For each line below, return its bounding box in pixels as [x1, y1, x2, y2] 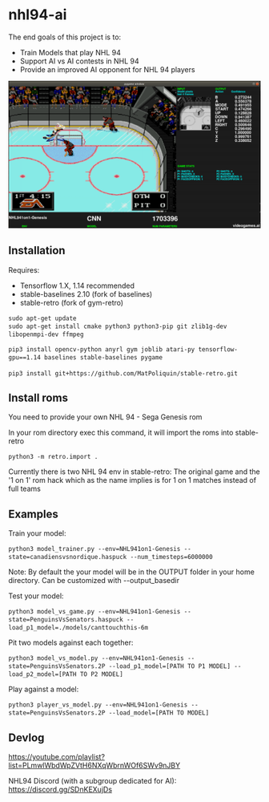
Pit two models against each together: [8, 638, 134, 647]
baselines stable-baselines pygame [43, 353, 163, 362]
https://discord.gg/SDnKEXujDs [8, 784, 113, 795]
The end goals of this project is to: [8, 32, 122, 42]
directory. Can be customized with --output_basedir [8, 576, 180, 585]
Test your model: [8, 591, 64, 601]
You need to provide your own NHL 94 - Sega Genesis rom [8, 412, 203, 422]
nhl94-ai [8, 6, 67, 24]
